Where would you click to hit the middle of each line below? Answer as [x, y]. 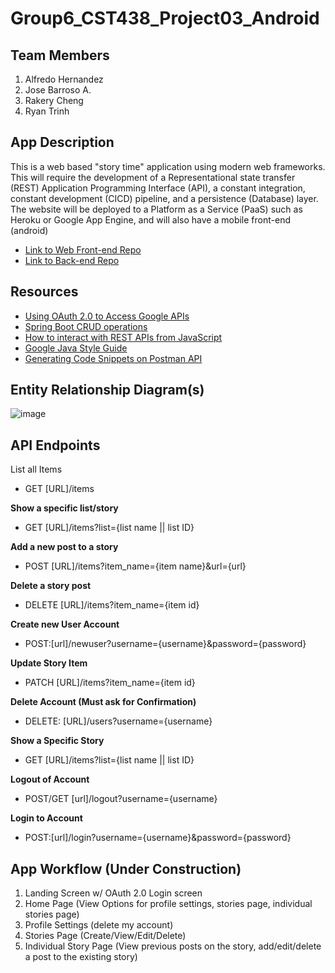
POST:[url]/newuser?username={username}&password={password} [165, 644]
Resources [44, 292]
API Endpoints [55, 445]
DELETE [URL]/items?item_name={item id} [112, 605]
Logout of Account [50, 779]
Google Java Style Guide [76, 348]
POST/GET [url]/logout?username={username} [121, 799]
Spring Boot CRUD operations [86, 326]
